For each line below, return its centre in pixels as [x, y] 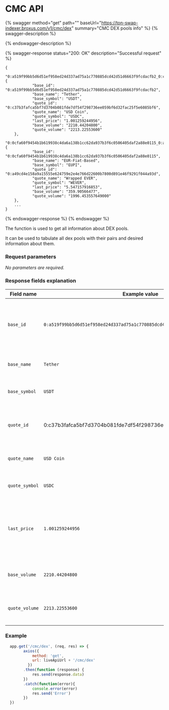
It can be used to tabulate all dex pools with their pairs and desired [74, 238]
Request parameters [31, 257]
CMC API [24, 9]
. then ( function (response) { [54, 670]
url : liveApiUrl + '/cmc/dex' [64, 660]
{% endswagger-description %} [38, 43]
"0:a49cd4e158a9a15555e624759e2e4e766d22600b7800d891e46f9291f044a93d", [83, 174]
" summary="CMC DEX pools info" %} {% [115, 28]
